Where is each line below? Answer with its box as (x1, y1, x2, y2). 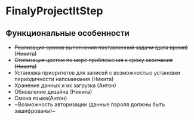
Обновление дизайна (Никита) (14, 88, 93, 95)
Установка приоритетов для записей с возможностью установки (14, 69, 180, 76)
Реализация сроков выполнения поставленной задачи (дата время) (14, 44, 189, 51)
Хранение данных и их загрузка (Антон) (14, 82, 117, 89)
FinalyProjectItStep (5, 4, 103, 18)
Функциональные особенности (5, 28, 130, 38)
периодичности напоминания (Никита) (14, 76, 114, 82)
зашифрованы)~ (14, 107, 56, 114)
